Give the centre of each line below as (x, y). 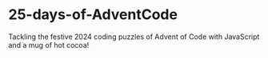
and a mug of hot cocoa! (49, 44)
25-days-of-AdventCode (93, 15)
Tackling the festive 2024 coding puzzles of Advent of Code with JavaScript (134, 37)
